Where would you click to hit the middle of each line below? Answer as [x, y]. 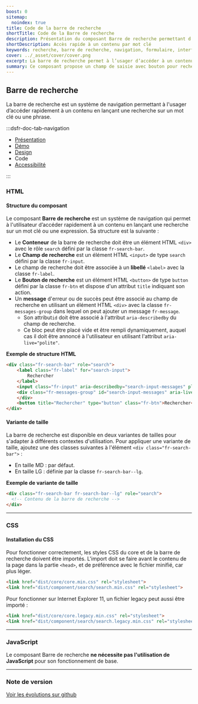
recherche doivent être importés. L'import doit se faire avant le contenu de [96, 559]
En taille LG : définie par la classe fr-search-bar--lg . [79, 471]
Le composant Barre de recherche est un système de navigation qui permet [98, 219]
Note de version [29, 682]
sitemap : [17, 17]
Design [23, 152]
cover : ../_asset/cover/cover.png [49, 55]
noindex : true [29, 22]
